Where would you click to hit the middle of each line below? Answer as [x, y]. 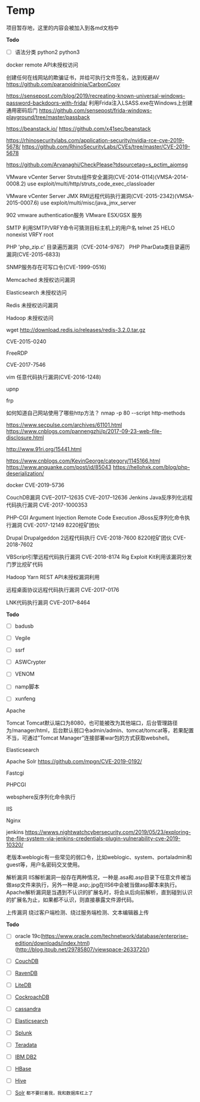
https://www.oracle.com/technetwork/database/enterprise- [115, 936]
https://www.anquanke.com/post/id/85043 [59, 467]
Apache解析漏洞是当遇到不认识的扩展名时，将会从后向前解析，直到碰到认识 [99, 893]
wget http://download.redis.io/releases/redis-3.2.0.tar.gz [76, 330]
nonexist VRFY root [30, 235]
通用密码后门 [22, 110]
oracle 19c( [29, 936]
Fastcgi [15, 773]
